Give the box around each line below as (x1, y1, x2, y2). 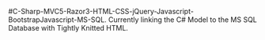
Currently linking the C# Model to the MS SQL (108, 15, 257, 24)
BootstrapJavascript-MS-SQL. (8, 15, 107, 24)
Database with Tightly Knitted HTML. (8, 24, 129, 32)
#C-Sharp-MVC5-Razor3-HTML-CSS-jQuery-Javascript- (8, 7, 194, 16)
